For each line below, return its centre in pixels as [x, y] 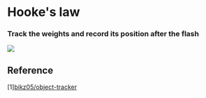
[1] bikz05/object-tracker [42, 87]
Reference [30, 70]
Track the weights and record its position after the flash [103, 34]
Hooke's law [44, 12]
